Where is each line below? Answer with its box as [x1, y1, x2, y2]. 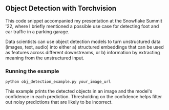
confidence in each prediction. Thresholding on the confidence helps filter [5, 94, 162, 100]
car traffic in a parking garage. [5, 28, 70, 35]
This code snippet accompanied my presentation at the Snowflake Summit [5, 17, 162, 24]
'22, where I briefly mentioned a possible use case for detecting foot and [5, 23, 159, 29]
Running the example [5, 68, 59, 75]
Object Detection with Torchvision [5, 4, 117, 13]
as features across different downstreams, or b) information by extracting [5, 49, 160, 55]
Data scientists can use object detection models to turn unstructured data [5, 38, 161, 45]
